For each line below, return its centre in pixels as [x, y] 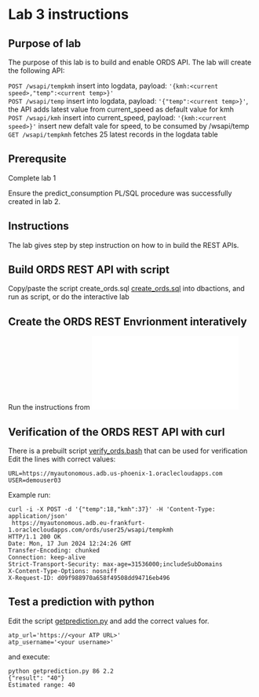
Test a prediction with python [81, 602]
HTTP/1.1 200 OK [35, 537]
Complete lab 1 [32, 177]
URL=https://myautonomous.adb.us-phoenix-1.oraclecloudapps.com [115, 474]
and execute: [29, 656]
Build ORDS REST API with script [89, 270]
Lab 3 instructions [69, 15]
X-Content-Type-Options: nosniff [63, 571]
